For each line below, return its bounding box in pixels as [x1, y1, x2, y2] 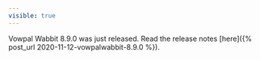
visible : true [8, 11, 57, 20]
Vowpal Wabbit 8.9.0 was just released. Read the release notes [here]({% [8, 34, 253, 43]
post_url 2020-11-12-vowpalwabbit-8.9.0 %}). [8, 42, 160, 52]
